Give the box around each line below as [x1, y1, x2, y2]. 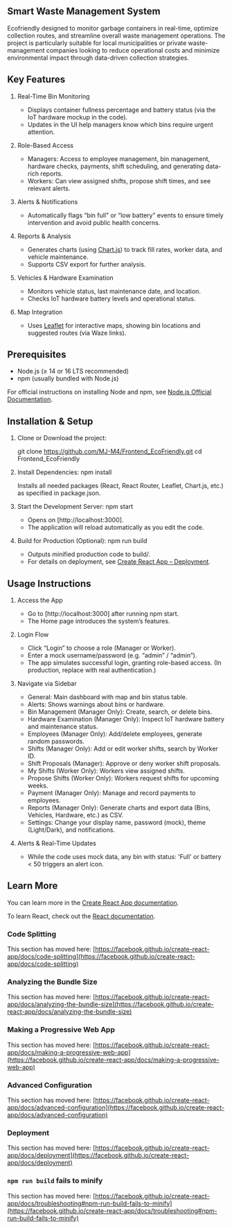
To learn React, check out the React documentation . [7, 912, 156, 920]
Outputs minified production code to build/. [27, 550, 151, 558]
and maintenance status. [27, 722, 98, 731]
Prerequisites [7, 349, 66, 360]
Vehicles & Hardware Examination [17, 274, 114, 282]
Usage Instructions [7, 578, 91, 590]
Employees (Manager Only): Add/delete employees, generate [27, 730, 203, 738]
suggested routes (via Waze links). [27, 328, 127, 337]
